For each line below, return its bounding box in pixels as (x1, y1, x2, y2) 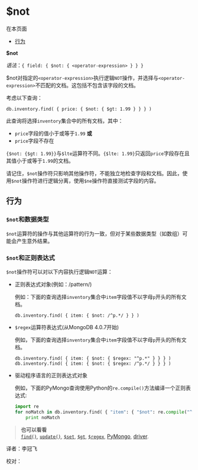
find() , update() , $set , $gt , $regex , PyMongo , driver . (20, 433, 149, 440)
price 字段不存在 (14, 137, 54, 144)
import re (14, 403, 40, 410)
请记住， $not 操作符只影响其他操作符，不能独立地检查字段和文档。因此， (6, 169, 183, 176)
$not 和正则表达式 (6, 253, 55, 262)
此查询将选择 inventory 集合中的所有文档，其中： (6, 117, 124, 124)
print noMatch (25, 414, 60, 420)
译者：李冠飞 (6, 445, 37, 452)
